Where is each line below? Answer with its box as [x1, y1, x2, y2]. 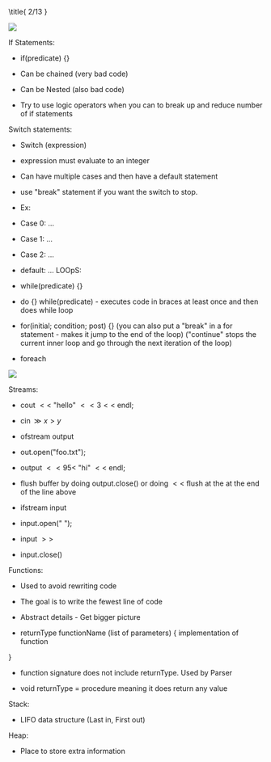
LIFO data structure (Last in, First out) [19, 715, 146, 724]
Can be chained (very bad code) [19, 69, 129, 78]
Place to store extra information [19, 747, 125, 756]
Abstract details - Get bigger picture [19, 613, 142, 621]
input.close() [19, 549, 63, 559]
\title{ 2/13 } [8, 7, 48, 16]
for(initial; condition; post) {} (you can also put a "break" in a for [19, 321, 233, 330]
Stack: [8, 699, 30, 709]
